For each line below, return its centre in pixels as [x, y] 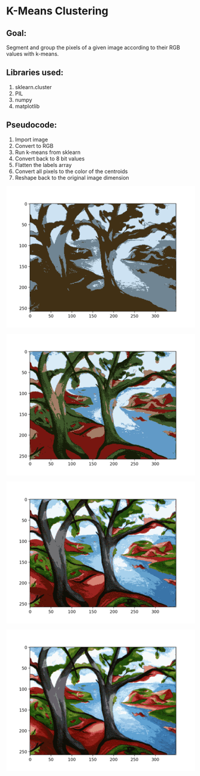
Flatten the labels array [43, 165]
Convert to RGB [34, 145]
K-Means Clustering [57, 11]
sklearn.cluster [33, 87]
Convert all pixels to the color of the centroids [71, 171]
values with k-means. [33, 54]
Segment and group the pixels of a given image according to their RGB [93, 47]
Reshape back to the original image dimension [72, 177]
